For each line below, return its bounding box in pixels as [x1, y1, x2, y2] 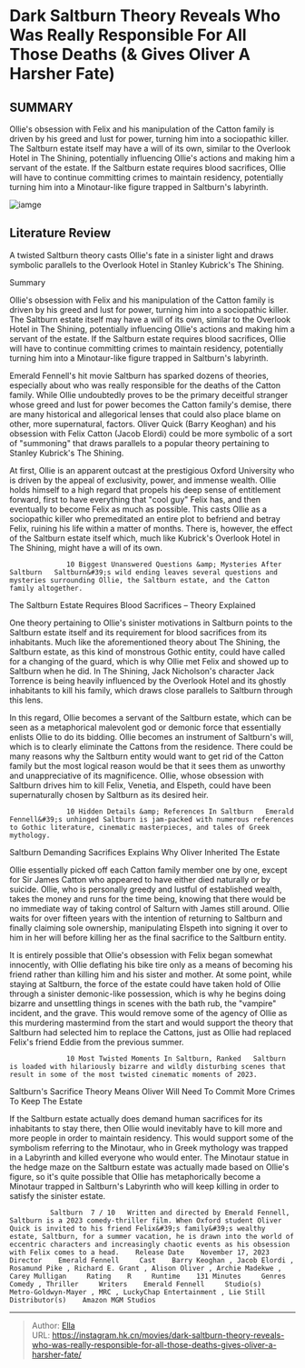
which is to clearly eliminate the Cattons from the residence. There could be [9, 741, 293, 752]
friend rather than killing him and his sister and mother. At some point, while [9, 969, 292, 980]
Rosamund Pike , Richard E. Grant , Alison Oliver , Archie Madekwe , [9, 1263, 282, 1273]
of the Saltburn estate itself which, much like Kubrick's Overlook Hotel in [9, 533, 280, 544]
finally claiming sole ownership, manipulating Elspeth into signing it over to [9, 922, 289, 933]
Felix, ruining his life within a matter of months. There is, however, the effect [9, 523, 293, 534]
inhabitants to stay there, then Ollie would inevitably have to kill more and [9, 1123, 283, 1133]
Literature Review [9, 225, 112, 241]
